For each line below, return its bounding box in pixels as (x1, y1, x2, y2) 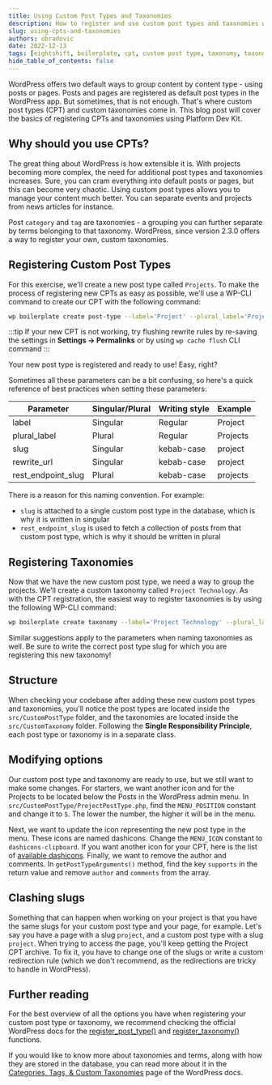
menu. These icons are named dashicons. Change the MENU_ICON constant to (8, 833, 263, 843)
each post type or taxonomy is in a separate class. (8, 730, 176, 739)
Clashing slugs (8, 891, 85, 905)
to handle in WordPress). (8, 964, 91, 974)
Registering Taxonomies (8, 555, 134, 569)
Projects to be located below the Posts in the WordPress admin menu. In (8, 791, 249, 802)
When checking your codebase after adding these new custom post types (8, 695, 256, 704)
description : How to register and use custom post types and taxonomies (8, 19, 259, 28)
